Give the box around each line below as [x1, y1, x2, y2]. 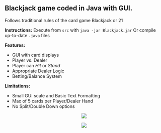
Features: [5, 42, 26, 48]
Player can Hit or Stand [12, 62, 60, 68]
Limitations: [5, 83, 31, 89]
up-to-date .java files [5, 32, 50, 38]
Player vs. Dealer [12, 57, 48, 63]
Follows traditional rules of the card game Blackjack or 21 [5, 17, 123, 23]
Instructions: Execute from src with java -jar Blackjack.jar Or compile [5, 27, 156, 33]
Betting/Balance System [12, 73, 62, 79]
